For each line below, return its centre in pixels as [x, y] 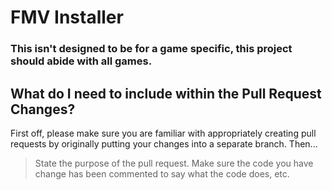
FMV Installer [67, 17]
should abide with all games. [81, 61]
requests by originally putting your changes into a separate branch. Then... [164, 143]
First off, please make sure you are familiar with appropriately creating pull [163, 133]
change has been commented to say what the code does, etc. [162, 173]
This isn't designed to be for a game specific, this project [151, 49]
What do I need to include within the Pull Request [166, 93]
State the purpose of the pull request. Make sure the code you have [174, 163]
